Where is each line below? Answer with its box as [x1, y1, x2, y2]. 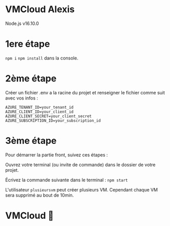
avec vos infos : [5, 95, 38, 101]
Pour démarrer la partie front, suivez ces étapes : [5, 151, 108, 158]
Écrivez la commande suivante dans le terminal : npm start [5, 177, 128, 183]
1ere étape [5, 38, 50, 50]
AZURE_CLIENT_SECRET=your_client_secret [5, 113, 92, 119]
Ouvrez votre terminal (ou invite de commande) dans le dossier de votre [5, 162, 156, 168]
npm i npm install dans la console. [5, 55, 79, 61]
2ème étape [5, 73, 57, 84]
